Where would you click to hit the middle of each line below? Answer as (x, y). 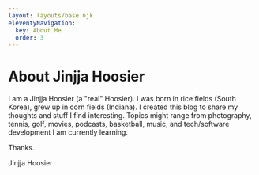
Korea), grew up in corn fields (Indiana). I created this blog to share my (123, 107)
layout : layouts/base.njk (51, 15)
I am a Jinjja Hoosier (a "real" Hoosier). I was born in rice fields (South (122, 99)
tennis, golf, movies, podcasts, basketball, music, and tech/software (119, 124)
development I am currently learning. (68, 132)
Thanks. (21, 148)
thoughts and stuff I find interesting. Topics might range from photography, (130, 116)
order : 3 (30, 38)
